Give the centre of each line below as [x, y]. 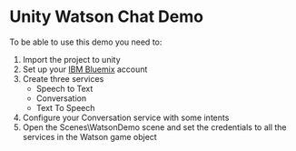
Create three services [63, 78]
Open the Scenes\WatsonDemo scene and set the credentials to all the [155, 127]
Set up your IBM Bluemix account [85, 69]
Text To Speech [65, 107]
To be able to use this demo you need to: [86, 42]
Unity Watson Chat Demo [107, 17]
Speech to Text [64, 88]
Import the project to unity [71, 59]
